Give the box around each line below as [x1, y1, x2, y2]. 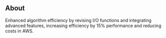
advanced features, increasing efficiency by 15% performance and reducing [5, 22, 162, 28]
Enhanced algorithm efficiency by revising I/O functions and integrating [5, 17, 152, 23]
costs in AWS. [5, 27, 34, 34]
